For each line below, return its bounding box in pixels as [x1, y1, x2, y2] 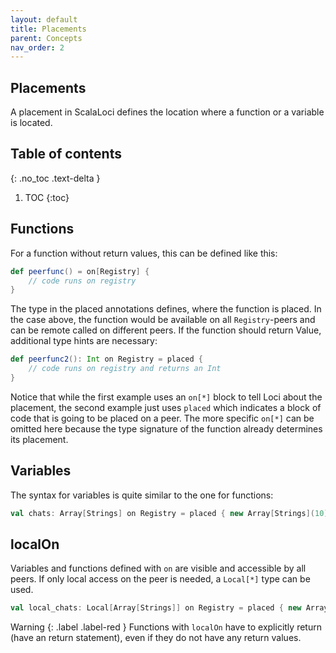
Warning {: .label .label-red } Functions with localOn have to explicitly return [10, 621, 322, 633]
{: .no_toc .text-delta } [10, 172, 101, 184]
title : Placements [10, 24, 87, 34]
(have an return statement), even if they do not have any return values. [10, 632, 302, 644]
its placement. [10, 433, 69, 445]
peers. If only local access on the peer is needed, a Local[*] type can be [10, 573, 311, 585]
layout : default [10, 14, 78, 25]
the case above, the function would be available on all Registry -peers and [10, 314, 316, 326]
